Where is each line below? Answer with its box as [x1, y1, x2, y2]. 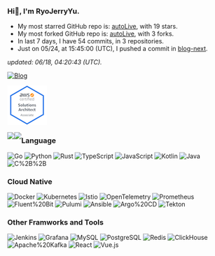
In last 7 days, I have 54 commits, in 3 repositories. [17, 37, 165, 45]
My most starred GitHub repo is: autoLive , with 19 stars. [17, 22, 179, 31]
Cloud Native [7, 176, 53, 186]
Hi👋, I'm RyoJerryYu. [7, 6, 80, 16]
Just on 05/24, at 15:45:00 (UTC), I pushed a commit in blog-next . [17, 45, 208, 53]
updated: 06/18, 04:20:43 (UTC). [7, 58, 103, 66]
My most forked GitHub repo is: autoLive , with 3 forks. [17, 29, 174, 38]
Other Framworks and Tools [7, 217, 104, 227]
